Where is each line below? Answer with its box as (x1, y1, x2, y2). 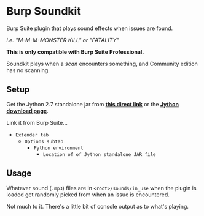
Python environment (33, 145, 84, 151)
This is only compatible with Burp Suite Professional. (6, 48, 144, 56)
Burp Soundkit (6, 4, 81, 18)
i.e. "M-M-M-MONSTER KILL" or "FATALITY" (6, 36, 119, 43)
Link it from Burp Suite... (6, 119, 68, 126)
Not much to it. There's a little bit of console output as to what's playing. (6, 203, 189, 210)
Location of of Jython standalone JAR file (42, 151, 156, 157)
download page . (6, 107, 49, 114)
